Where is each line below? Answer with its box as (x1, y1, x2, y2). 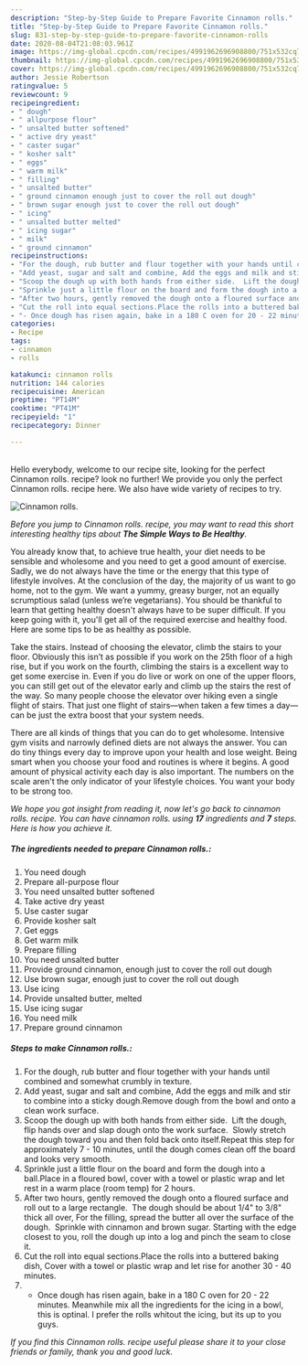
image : (10, 48, 36, 57)
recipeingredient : (10, 98, 80, 108)
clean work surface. (23, 1105, 100, 1115)
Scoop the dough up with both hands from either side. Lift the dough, (23, 1115, 287, 1126)
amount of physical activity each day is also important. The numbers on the (10, 765, 295, 777)
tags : (10, 336, 31, 346)
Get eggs (23, 924, 58, 935)
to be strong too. (10, 785, 73, 796)
